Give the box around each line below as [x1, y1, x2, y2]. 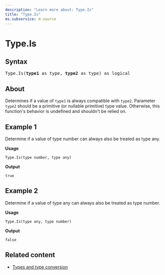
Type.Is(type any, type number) [5, 219, 72, 224]
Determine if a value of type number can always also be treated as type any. [5, 136, 161, 142]
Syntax [5, 57, 28, 66]
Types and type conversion [12, 264, 68, 270]
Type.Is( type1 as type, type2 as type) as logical [5, 70, 130, 76]
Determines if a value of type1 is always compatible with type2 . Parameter [5, 98, 156, 104]
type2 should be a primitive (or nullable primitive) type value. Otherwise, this [5, 103, 160, 109]
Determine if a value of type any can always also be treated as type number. [5, 200, 161, 206]
